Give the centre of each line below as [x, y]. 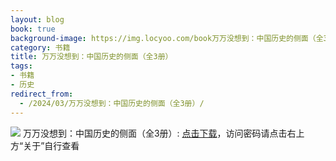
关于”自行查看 [51, 145]
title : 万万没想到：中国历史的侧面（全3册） [91, 57]
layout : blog [37, 19]
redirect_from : [42, 94]
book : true [33, 29]
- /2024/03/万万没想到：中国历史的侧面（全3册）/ [112, 103]
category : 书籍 [40, 47]
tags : [21, 66]
